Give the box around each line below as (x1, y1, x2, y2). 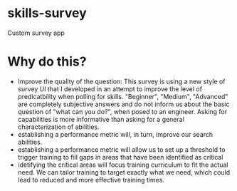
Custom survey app (7, 29, 65, 37)
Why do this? (7, 53, 87, 70)
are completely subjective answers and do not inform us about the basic (17, 100, 230, 108)
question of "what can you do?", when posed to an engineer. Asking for (17, 107, 228, 115)
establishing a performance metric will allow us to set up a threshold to (17, 145, 226, 154)
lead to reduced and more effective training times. (17, 175, 165, 184)
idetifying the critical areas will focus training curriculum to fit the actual (17, 160, 228, 169)
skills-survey (7, 5, 87, 21)
